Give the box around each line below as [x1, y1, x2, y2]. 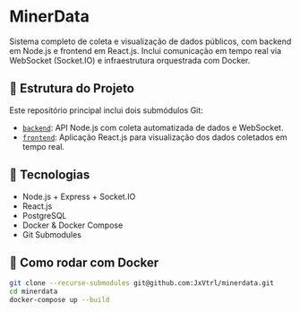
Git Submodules [21, 229, 82, 239]
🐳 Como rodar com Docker [9, 255, 159, 270]
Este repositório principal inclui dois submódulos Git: [9, 105, 203, 116]
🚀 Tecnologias [9, 168, 90, 183]
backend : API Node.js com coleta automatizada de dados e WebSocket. [21, 122, 284, 133]
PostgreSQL [21, 210, 67, 221]
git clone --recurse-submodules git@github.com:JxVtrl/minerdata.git [9, 279, 275, 288]
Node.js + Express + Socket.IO [21, 191, 136, 202]
